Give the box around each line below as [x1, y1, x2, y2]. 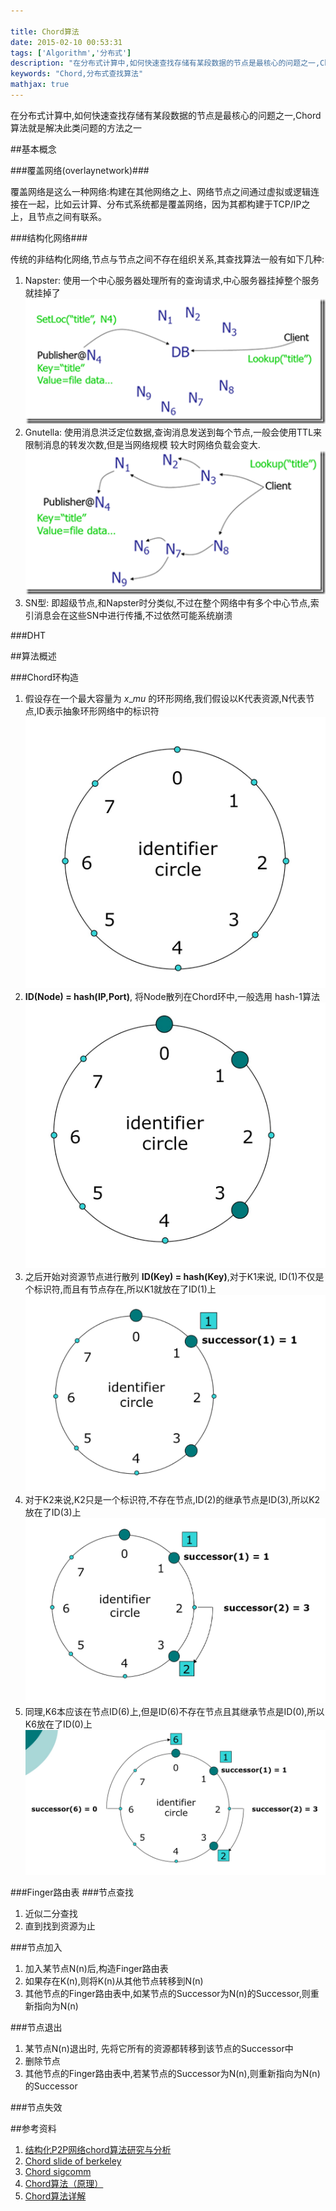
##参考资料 [10, 2123, 57, 2135]
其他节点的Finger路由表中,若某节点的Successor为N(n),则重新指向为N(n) [24, 2068, 321, 2080]
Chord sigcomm [24, 2166, 92, 2178]
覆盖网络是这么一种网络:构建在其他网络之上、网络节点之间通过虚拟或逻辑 [10, 185, 312, 197]
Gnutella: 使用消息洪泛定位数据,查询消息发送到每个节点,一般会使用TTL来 [24, 426, 323, 438]
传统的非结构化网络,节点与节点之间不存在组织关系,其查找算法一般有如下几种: [10, 253, 325, 265]
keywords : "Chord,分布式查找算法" [10, 69, 144, 79]
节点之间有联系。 [36, 210, 107, 222]
